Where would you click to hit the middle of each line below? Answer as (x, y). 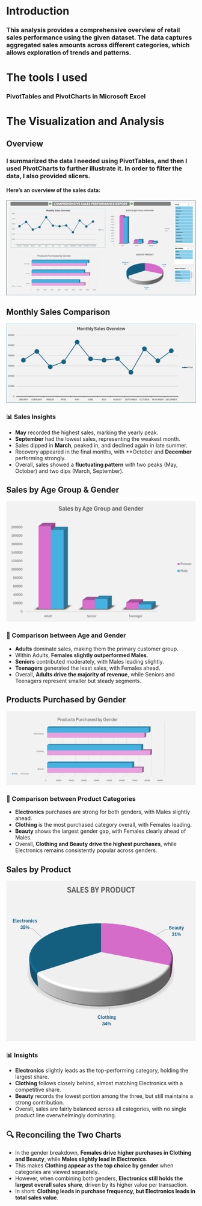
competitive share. (38, 1090)
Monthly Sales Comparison (58, 312)
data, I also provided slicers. (48, 176)
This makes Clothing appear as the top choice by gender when (94, 1165)
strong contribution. (39, 1103)
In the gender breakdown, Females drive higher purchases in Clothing (103, 1152)
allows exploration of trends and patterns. (69, 53)
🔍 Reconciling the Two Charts (64, 1135)
